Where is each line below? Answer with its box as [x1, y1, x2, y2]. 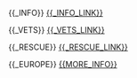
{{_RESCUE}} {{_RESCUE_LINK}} [8, 42, 128, 52]
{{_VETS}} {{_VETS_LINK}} [8, 25, 105, 35]
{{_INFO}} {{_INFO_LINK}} [8, 8, 103, 18]
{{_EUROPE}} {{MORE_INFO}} [8, 59, 117, 69]
